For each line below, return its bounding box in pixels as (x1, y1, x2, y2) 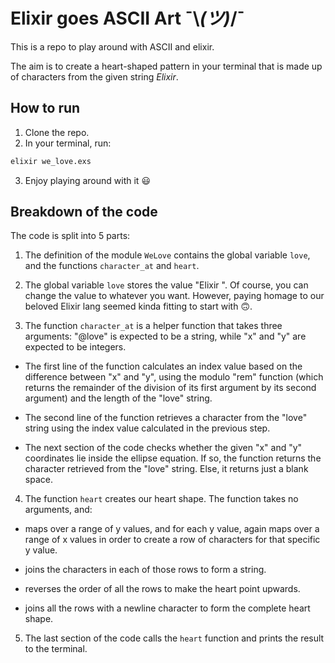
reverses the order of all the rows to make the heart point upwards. (24, 583, 301, 595)
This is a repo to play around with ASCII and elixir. (10, 40, 215, 53)
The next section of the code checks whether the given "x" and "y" (24, 442, 303, 454)
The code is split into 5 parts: (10, 230, 131, 242)
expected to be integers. (24, 341, 127, 353)
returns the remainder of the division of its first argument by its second (24, 382, 317, 394)
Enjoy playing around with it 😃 (24, 174, 151, 186)
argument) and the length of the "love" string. (24, 392, 213, 404)
